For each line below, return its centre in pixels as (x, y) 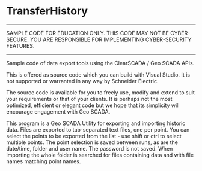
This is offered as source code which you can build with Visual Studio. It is (98, 74)
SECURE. (17, 39)
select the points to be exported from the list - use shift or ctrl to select (94, 136)
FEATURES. (20, 45)
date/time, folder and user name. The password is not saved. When (90, 148)
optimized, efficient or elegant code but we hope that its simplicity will (93, 105)
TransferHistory (47, 11)
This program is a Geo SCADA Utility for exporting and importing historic (96, 123)
